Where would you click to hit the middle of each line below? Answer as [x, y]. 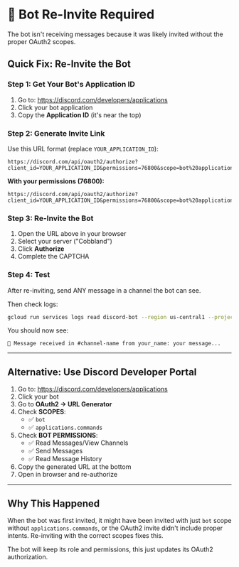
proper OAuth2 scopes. [42, 41]
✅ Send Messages [55, 451]
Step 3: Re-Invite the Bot [51, 218]
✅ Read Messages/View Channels [78, 443]
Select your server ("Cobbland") [65, 242]
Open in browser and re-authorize [68, 475]
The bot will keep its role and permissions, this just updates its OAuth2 [110, 549]
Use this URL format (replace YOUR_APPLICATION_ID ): [83, 148]
